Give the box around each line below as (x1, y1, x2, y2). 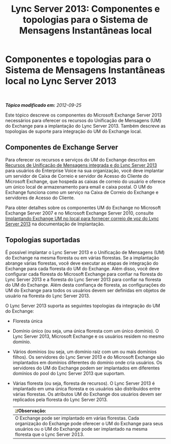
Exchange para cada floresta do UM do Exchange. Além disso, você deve (5, 265, 159, 271)
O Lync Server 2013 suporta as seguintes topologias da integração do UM (5, 302, 160, 309)
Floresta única (12, 318, 43, 324)
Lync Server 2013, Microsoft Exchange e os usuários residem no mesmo (12, 333, 164, 339)
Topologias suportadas (5, 236, 80, 244)
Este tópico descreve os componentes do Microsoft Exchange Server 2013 (5, 112, 162, 118)
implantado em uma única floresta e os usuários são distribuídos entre (12, 385, 160, 391)
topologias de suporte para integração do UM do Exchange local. (5, 128, 142, 134)
